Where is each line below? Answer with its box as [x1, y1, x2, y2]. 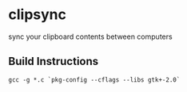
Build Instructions [8, 55, 99, 68]
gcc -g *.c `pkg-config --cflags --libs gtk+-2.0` [8, 75, 181, 84]
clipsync [8, 6, 66, 24]
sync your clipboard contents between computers [8, 32, 173, 41]
